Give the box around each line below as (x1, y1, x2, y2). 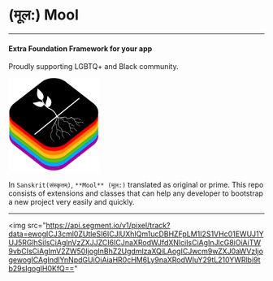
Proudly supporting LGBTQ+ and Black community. (8, 62, 179, 71)
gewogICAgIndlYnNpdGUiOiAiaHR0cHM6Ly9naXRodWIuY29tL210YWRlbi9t (8, 255, 262, 265)
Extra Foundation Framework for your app (8, 43, 153, 54)
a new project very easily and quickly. (8, 197, 136, 207)
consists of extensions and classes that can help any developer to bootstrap (8, 188, 264, 198)
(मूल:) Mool (8, 6, 79, 24)
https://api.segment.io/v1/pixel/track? (45, 221, 171, 231)
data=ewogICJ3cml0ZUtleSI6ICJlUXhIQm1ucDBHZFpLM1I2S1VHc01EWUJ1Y (8, 229, 264, 239)
